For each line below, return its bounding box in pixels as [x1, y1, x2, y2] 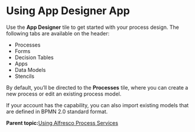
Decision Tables [14, 54, 54, 61]
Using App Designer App [6, 4, 130, 18]
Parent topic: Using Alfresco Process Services [6, 119, 118, 126]
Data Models [14, 66, 46, 73]
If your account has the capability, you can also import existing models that [6, 101, 189, 108]
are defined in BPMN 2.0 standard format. [6, 108, 108, 115]
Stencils [14, 72, 34, 80]
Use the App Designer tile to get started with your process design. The [6, 24, 179, 31]
